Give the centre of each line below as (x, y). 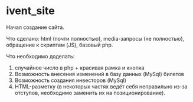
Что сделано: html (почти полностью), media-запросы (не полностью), (95, 38)
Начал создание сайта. (35, 27)
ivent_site (30, 11)
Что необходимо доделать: (40, 56)
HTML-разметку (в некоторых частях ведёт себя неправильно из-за (101, 86)
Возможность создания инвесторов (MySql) (71, 80)
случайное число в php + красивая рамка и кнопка (79, 68)
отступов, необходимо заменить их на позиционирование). (90, 93)
